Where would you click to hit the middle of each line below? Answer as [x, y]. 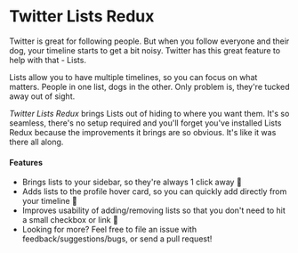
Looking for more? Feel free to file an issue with [109, 230]
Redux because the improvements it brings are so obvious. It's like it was [143, 132]
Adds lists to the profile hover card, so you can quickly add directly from [154, 192]
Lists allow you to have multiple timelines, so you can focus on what [133, 77]
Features [26, 162]
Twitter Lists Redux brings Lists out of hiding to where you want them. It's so [149, 113]
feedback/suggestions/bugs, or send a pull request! [117, 239]
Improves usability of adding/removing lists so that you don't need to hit [154, 210]
